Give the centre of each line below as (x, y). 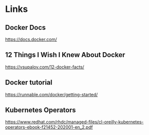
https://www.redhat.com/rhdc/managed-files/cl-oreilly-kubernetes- (74, 122)
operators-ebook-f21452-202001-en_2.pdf (49, 127)
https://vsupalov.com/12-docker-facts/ (45, 67)
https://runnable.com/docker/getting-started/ (51, 94)
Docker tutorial (29, 83)
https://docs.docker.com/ (31, 39)
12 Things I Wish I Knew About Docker (65, 55)
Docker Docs (26, 28)
